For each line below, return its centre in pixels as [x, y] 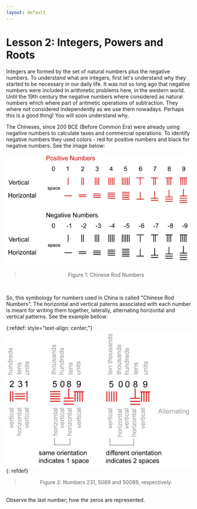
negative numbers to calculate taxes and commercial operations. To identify [98, 133]
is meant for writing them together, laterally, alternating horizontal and [91, 310]
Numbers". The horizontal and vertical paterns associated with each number [98, 304]
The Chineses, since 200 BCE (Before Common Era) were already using [93, 126]
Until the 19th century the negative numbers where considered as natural [95, 96]
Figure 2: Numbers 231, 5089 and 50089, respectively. [106, 482]
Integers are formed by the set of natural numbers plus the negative [88, 71]
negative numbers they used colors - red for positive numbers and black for [98, 139]
